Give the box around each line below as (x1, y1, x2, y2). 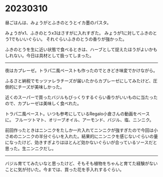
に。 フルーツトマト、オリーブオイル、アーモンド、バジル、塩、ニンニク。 (5, 117, 154, 122)
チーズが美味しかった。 (17, 84, 65, 90)
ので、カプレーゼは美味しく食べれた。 (5, 100, 81, 106)
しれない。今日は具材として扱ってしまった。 (5, 52, 94, 59)
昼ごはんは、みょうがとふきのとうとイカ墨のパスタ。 (5, 20, 112, 25)
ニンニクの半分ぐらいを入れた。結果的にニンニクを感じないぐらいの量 (17, 133, 158, 139)
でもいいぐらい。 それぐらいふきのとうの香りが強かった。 (11, 36, 127, 42)
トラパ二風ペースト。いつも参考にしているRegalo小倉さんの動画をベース (5, 111, 150, 117)
